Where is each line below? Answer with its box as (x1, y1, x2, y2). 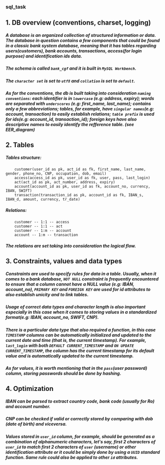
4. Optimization (5, 385, 54, 393)
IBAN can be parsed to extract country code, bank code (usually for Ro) (5, 398, 155, 404)
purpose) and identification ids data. (5, 53, 82, 59)
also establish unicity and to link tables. (5, 291, 89, 297)
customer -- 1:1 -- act (14, 224, 63, 229)
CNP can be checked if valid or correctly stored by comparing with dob (5, 416, 153, 422)
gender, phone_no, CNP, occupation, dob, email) (5, 171, 107, 176)
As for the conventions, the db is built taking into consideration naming (5, 90, 151, 96)
